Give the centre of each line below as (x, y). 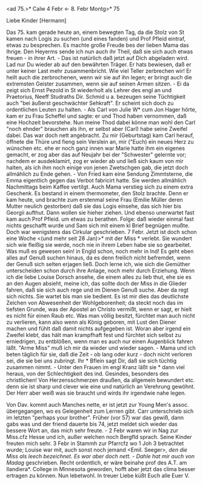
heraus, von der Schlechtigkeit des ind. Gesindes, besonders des (88, 373)
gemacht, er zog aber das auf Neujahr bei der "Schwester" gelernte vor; (96, 155)
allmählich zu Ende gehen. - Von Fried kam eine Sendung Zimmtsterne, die (99, 174)
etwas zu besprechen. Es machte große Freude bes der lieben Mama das (98, 45)
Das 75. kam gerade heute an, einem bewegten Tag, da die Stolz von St (95, 32)
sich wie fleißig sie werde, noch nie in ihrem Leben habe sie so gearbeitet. (99, 245)
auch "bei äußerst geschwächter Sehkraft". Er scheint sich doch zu (90, 103)
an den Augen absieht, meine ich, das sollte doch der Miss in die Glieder (96, 283)
